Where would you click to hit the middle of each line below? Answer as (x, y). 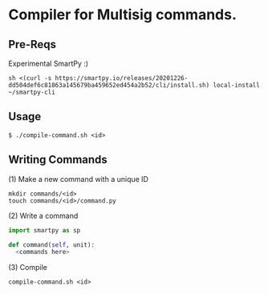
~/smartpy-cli (32, 92)
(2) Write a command (43, 215)
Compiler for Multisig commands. (122, 15)
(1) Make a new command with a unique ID (78, 179)
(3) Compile (28, 268)
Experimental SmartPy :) (49, 63)
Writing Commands (58, 160)
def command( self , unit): (51, 245)
